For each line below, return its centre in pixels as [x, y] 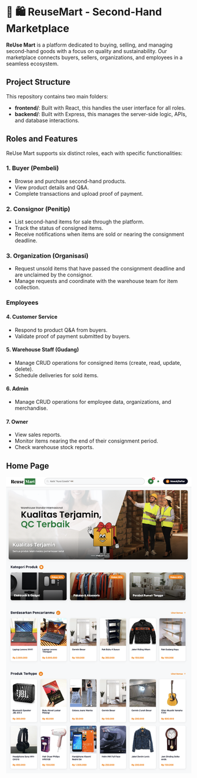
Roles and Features [42, 139]
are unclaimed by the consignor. [54, 275]
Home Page [28, 466]
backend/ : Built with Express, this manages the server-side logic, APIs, [101, 114]
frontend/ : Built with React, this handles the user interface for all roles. [100, 108]
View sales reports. [38, 435]
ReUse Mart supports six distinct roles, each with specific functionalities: [94, 153]
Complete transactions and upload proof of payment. [79, 193]
